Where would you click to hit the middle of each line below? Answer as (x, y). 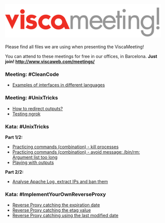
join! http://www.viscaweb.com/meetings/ (50, 62)
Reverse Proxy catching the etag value (52, 210)
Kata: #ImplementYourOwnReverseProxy (56, 194)
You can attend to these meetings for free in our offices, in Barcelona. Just (81, 57)
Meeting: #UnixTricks (32, 98)
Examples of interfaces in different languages (59, 85)
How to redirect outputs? (38, 108)
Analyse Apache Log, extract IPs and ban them (60, 181)
